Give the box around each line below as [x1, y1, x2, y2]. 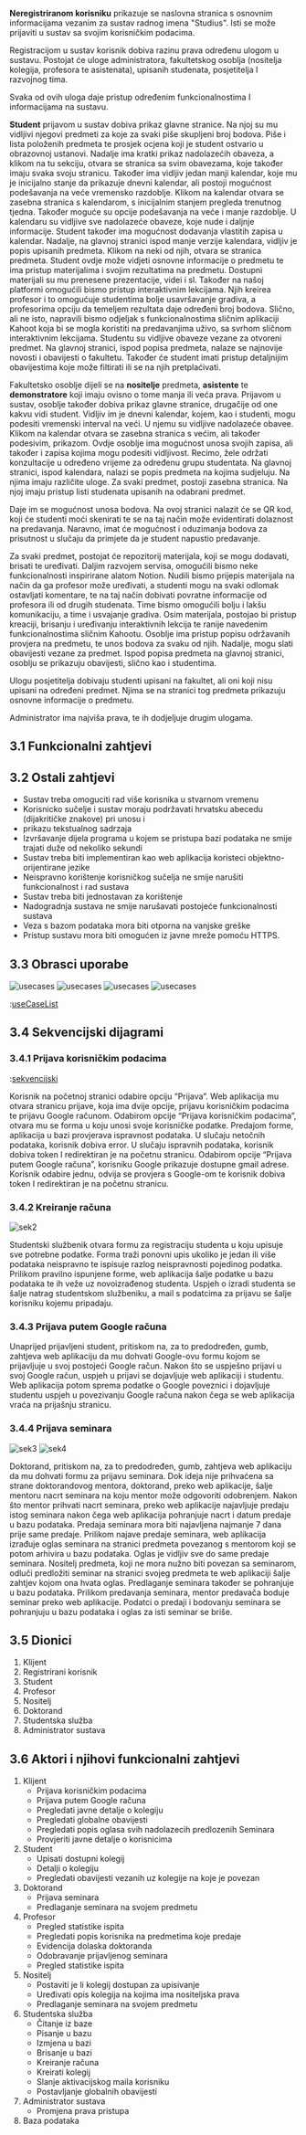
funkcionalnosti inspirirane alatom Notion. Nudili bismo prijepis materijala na [9, 570, 295, 581]
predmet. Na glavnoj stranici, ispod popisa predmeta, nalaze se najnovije [9, 343, 283, 353]
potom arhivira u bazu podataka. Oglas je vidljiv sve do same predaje [9, 1548, 269, 1559]
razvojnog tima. [9, 74, 69, 85]
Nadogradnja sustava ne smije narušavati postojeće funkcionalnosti [22, 901, 278, 912]
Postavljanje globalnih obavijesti [36, 2087, 158, 2098]
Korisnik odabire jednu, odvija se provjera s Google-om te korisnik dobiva [9, 1168, 286, 1179]
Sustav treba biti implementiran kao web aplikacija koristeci [22, 852, 247, 863]
